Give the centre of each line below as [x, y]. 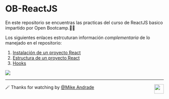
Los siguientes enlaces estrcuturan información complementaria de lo [78, 37]
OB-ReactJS [31, 9]
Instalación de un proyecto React [47, 52]
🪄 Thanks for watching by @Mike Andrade [50, 87]
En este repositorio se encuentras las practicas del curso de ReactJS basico [84, 22]
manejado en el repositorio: [33, 42]
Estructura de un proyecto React [46, 57]
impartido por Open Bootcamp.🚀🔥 [40, 27]
